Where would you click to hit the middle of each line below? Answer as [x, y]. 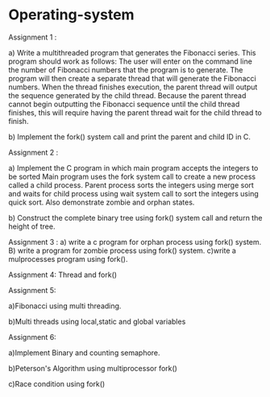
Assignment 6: [32, 337]
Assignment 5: [32, 290]
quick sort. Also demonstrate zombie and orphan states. [102, 202]
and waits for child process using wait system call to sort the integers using [134, 193]
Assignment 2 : [33, 152]
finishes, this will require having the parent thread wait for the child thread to [135, 112]
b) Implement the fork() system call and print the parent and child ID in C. [130, 136]
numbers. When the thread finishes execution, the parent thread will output [133, 87]
